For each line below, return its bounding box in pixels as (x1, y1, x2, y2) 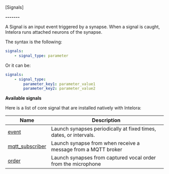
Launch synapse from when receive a (51, 140, 140, 147)
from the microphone (51, 160, 101, 167)
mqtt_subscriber (8, 143, 47, 150)
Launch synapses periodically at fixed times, (51, 125, 156, 132)
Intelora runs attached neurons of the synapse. (5, 29, 103, 35)
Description (92, 117, 121, 124)
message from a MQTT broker (51, 146, 122, 153)
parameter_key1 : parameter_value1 (23, 81, 96, 86)
